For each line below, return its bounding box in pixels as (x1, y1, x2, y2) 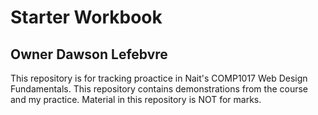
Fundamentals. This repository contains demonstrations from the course (10, 83, 309, 95)
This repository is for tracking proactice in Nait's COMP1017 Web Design (10, 72, 308, 84)
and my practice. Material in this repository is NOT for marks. (10, 94, 262, 105)
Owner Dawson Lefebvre (10, 46, 168, 63)
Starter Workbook (10, 6, 163, 29)
